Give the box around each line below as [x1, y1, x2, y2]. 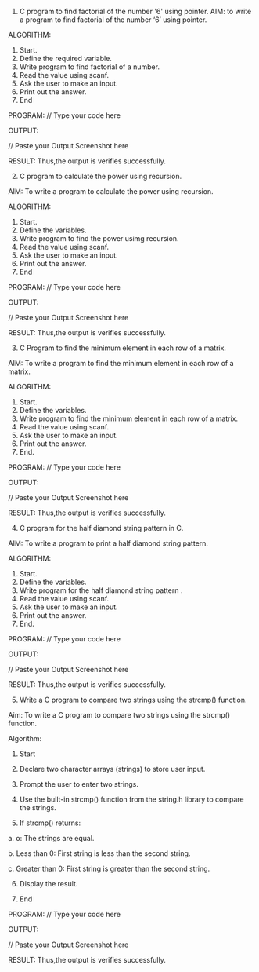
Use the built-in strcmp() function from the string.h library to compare [19, 795, 244, 804]
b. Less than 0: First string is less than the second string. [8, 849, 191, 858]
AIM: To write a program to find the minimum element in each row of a [8, 359, 234, 367]
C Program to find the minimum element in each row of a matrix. [19, 343, 227, 353]
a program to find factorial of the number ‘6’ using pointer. [19, 15, 207, 24]
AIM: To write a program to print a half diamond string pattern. [8, 539, 209, 548]
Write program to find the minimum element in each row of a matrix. [19, 414, 239, 423]
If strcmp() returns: [19, 818, 81, 828]
